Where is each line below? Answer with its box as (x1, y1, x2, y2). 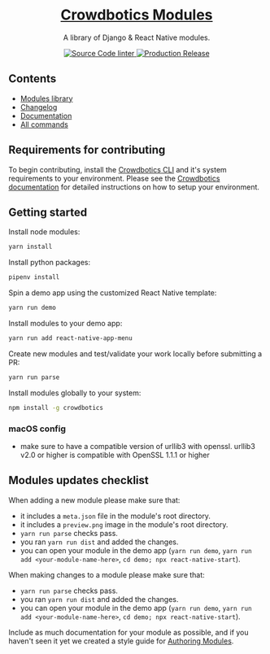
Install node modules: (8, 227, 81, 237)
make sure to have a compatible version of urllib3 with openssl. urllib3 (20, 441, 256, 451)
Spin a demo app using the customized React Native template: (8, 288, 217, 298)
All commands (20, 120, 69, 129)
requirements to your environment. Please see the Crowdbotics (8, 173, 220, 183)
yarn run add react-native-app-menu (8, 334, 133, 342)
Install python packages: (8, 258, 91, 268)
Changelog (20, 102, 58, 111)
